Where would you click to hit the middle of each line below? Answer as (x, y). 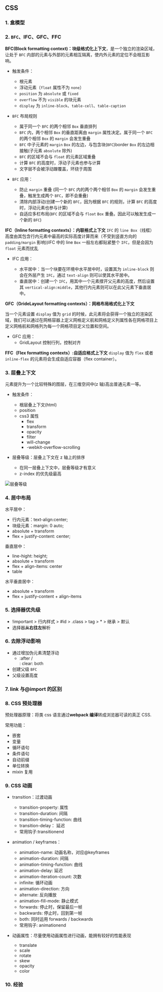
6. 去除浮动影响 (23, 641)
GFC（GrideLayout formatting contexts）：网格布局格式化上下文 (70, 304)
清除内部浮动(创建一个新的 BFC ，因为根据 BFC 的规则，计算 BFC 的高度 (88, 202)
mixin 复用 (22, 772)
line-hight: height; (30, 556)
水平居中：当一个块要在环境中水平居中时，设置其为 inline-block (84, 269)
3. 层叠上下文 (20, 373)
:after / (26, 658)
